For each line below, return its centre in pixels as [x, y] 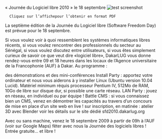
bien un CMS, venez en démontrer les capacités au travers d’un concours [79, 101]
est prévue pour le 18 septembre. [38, 31]
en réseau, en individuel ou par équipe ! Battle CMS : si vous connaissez [77, 96]
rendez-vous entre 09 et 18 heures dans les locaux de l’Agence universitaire [81, 61]
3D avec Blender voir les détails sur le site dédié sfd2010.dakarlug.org [75, 111]
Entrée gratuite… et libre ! [30, 131]
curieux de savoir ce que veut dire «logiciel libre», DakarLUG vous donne [78, 55]
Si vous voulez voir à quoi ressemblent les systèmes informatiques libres [78, 40]
